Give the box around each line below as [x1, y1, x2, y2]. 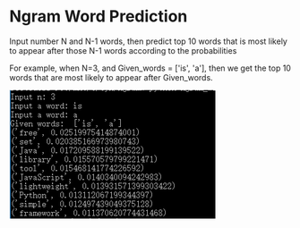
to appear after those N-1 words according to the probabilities [9, 45, 237, 55]
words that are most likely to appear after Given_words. [9, 72, 213, 82]
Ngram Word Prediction [9, 6, 188, 27]
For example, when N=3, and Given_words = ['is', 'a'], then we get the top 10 [9, 63, 291, 73]
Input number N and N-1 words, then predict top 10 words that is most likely [9, 36, 288, 46]
